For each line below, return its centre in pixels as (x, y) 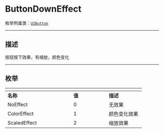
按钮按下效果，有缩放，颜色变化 (37, 57)
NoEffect (18, 104)
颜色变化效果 (124, 114)
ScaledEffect (22, 123)
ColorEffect (21, 114)
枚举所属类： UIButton (27, 23)
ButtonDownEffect (43, 9)
